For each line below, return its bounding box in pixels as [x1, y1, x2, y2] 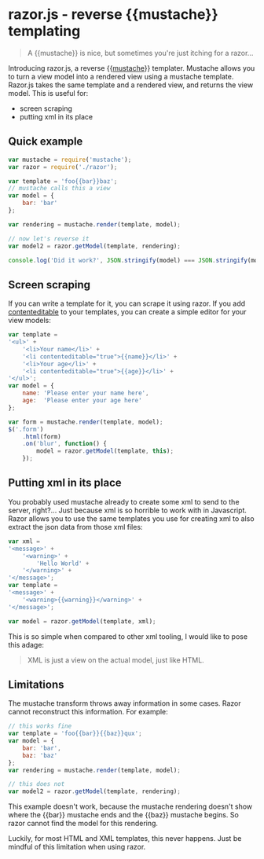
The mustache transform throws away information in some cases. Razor [8, 699, 241, 708]
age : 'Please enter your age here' [22, 397, 143, 405]
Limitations [8, 677, 64, 691]
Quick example [8, 135, 83, 149]
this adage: [8, 640, 45, 649]
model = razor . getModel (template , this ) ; [36, 447, 174, 455]
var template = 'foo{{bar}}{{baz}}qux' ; [8, 729, 143, 738]
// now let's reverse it [8, 234, 90, 243]
